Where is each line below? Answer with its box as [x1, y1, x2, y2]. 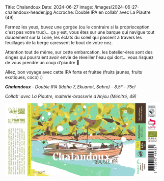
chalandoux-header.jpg [5, 9, 53, 15]
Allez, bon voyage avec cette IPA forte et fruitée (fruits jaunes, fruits [5, 69, 142, 75]
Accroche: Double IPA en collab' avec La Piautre [53, 9, 151, 15]
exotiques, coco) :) [5, 75, 43, 80]
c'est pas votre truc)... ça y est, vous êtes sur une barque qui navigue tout [5, 29, 155, 35]
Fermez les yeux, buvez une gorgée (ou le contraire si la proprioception [5, 24, 150, 30]
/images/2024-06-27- [94, 4, 139, 10]
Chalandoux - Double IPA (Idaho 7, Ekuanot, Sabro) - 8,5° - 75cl [5, 84, 136, 90]
